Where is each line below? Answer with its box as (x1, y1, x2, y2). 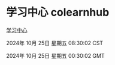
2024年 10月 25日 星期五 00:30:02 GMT (6, 52, 105, 59)
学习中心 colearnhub (6, 5, 110, 19)
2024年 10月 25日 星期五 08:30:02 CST (6, 39, 104, 46)
